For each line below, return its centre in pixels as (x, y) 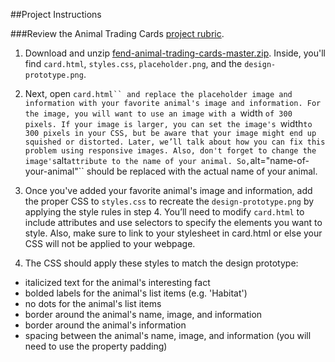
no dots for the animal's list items (93, 303)
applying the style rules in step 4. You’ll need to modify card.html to (164, 212)
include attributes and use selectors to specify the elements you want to (173, 222)
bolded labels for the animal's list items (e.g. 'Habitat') (136, 293)
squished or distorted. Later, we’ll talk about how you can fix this (175, 142)
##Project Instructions (56, 14)
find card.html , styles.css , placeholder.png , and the (133, 63)
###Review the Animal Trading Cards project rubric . (117, 33)
